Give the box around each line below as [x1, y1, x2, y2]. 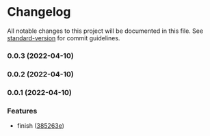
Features [7, 106, 38, 115]
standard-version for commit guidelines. [7, 33, 120, 42]
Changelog [7, 4, 71, 20]
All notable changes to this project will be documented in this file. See [7, 27, 204, 35]
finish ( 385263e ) [16, 122, 65, 130]
